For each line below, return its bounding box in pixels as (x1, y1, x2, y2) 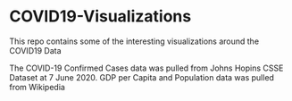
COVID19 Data (9, 45, 62, 55)
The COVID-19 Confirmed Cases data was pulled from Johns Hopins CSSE (9, 63, 284, 73)
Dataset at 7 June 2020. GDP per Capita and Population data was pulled (9, 72, 275, 82)
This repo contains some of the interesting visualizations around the (9, 36, 260, 46)
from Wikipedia (9, 81, 65, 92)
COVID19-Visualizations (9, 6, 192, 27)
